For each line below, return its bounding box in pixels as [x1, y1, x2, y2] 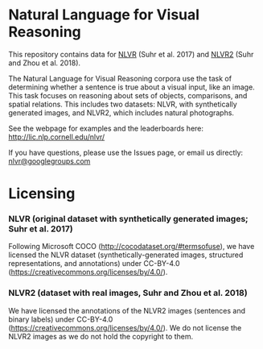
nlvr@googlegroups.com [8, 156, 91, 166]
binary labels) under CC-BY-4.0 [8, 314, 113, 324]
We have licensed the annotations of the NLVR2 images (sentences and [8, 305, 246, 315]
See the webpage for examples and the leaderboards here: [8, 123, 203, 133]
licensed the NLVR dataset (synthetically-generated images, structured [8, 250, 244, 260]
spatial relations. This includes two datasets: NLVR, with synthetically [8, 99, 237, 109]
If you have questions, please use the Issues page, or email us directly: [8, 147, 244, 157]
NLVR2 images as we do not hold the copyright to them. [8, 331, 194, 341]
